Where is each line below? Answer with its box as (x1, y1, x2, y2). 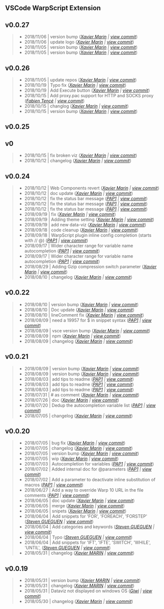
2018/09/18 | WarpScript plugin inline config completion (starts (24, 232, 152, 238)
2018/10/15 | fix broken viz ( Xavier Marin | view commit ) (24, 152, 137, 158)
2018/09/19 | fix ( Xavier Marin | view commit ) (24, 212, 116, 217)
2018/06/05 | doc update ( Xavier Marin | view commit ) (24, 498, 135, 503)
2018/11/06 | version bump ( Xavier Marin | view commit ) (24, 34, 138, 40)
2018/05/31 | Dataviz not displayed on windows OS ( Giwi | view (24, 588, 152, 594)
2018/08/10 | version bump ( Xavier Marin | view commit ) (24, 301, 139, 307)
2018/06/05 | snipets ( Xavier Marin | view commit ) (24, 508, 127, 514)
